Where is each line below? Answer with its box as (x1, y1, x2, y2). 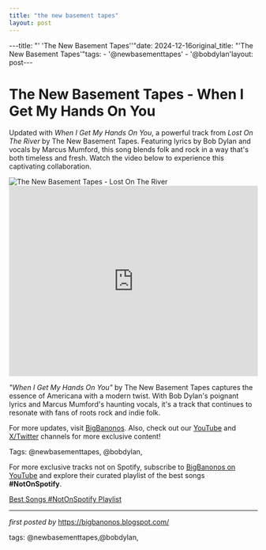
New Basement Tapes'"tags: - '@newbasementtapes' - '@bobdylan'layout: (9, 49, 253, 59)
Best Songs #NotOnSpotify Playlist (9, 495, 122, 504)
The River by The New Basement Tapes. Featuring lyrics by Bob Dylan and (9, 136, 251, 146)
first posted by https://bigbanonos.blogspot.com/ (9, 518, 170, 527)
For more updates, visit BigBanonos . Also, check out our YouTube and (9, 423, 236, 433)
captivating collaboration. (9, 161, 92, 171)
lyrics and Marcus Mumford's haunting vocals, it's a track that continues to (9, 400, 253, 409)
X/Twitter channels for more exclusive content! (9, 432, 161, 442)
